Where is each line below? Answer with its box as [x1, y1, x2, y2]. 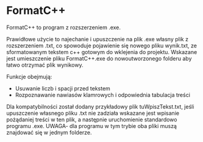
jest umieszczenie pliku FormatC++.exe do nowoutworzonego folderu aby [6, 55, 192, 62]
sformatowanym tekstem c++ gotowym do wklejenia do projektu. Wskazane [6, 48, 198, 55]
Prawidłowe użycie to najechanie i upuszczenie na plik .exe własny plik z [6, 35, 189, 42]
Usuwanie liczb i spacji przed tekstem [15, 84, 111, 92]
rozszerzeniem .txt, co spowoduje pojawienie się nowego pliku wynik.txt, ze [6, 42, 197, 49]
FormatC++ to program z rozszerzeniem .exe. [6, 24, 121, 31]
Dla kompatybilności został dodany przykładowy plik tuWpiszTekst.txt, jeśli [6, 103, 194, 110]
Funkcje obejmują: [6, 73, 52, 80]
